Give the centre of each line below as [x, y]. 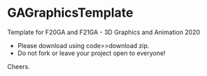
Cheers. [19, 66]
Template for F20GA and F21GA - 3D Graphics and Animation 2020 [104, 32]
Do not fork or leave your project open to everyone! [91, 53]
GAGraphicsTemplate [70, 13]
